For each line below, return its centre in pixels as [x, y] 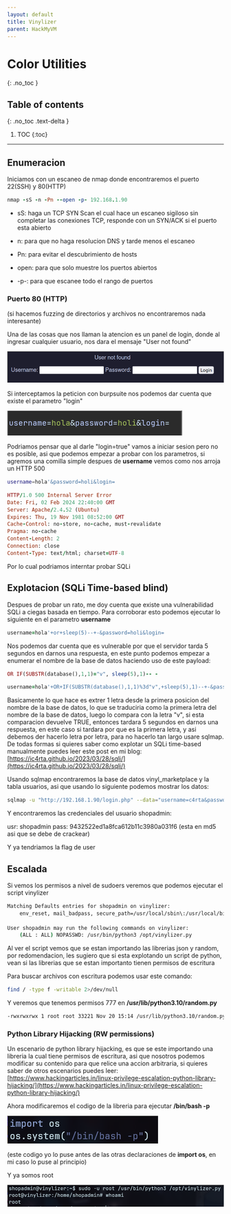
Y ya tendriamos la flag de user [52, 847]
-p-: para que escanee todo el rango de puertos [85, 281]
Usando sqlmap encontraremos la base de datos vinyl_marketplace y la [108, 779]
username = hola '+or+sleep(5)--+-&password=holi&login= [86, 633]
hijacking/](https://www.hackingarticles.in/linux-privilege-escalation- [105, 1085]
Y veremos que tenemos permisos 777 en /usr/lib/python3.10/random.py [112, 1003]
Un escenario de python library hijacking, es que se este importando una [110, 1049]
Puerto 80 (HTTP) [37, 299]
